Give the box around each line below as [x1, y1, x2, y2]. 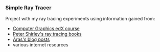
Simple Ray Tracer [5, 4, 52, 11]
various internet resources [12, 42, 68, 48]
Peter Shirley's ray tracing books [12, 31, 82, 37]
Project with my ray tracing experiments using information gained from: [5, 16, 155, 22]
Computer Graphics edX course [12, 25, 80, 32]
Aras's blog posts [12, 36, 50, 42]
